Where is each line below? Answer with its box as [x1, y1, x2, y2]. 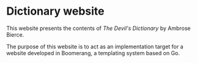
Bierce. [6, 31, 24, 38]
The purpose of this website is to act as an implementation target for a [6, 43, 184, 50]
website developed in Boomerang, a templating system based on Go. [6, 49, 180, 56]
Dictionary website [6, 4, 105, 18]
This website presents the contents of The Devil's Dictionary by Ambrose [6, 24, 191, 32]
